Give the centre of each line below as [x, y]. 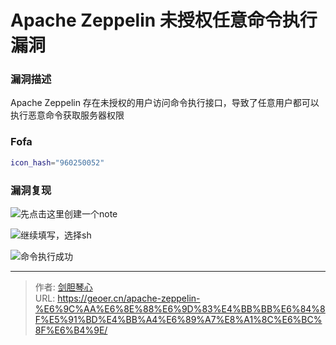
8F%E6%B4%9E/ [71, 330]
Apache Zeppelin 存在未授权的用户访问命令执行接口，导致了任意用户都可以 [165, 103]
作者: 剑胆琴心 [63, 287]
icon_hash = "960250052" [57, 162]
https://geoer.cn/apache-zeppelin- [129, 298]
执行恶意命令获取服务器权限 [67, 115]
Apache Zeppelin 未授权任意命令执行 [164, 20]
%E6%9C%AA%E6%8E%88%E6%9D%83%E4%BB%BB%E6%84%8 [180, 308]
